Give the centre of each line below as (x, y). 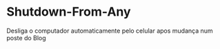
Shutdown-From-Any (69, 12)
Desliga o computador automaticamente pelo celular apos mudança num (110, 31)
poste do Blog (26, 37)
